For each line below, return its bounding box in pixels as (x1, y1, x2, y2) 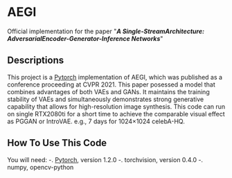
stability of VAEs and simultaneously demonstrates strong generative (7, 95, 204, 103)
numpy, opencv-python (7, 163, 74, 171)
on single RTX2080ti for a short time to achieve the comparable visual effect (7, 109, 225, 118)
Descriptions (7, 55, 64, 66)
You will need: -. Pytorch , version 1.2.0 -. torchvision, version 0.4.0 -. (7, 155, 203, 163)
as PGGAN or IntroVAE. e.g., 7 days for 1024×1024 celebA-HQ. (7, 117, 185, 125)
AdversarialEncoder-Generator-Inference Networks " (7, 34, 163, 42)
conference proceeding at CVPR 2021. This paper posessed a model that (7, 80, 216, 89)
